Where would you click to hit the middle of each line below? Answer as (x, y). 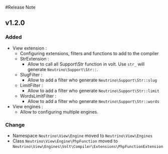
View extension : (30, 48)
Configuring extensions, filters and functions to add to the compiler (89, 53)
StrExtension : (34, 58)
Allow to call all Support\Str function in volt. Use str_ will (86, 64)
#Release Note (21, 7)
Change (15, 124)
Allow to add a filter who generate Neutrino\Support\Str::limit (93, 90)
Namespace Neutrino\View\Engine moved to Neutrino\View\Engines (82, 135)
